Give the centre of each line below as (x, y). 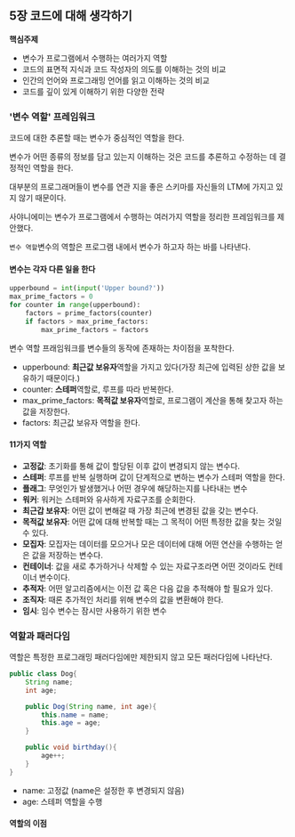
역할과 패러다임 (40, 636)
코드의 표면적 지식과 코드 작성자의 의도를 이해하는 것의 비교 (124, 69)
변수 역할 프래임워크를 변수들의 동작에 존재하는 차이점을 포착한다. (122, 348)
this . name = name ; (75, 715)
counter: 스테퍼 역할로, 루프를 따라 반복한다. (98, 389)
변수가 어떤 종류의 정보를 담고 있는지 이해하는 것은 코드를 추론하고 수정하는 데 (143, 157)
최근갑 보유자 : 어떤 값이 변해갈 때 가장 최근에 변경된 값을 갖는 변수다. (140, 510)
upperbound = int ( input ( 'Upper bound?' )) (87, 288)
